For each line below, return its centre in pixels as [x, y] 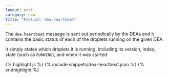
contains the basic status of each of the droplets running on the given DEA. [84, 39]
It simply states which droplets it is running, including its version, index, [80, 49]
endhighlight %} [22, 70]
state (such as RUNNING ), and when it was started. [57, 55]
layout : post [19, 10]
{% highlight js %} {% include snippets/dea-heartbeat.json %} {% [75, 65]
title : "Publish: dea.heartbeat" [41, 19]
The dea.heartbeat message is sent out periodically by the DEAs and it [80, 34]
